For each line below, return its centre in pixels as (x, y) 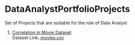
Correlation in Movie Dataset (42, 32)
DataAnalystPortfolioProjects (67, 9)
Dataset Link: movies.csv (38, 38)
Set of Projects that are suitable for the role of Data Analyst (66, 23)
